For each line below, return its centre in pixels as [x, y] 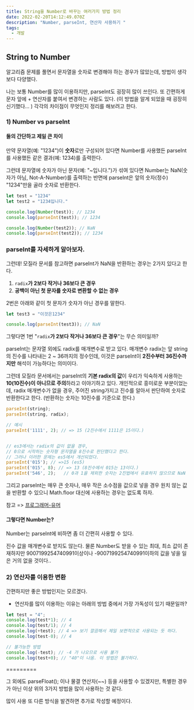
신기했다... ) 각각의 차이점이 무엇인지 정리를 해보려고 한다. [72, 106]
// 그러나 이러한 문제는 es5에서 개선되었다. [53, 457]
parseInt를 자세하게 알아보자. [45, 249]
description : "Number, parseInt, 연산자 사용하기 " [66, 22]
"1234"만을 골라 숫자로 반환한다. [43, 185]
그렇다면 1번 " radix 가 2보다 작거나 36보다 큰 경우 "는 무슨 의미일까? [82, 337]
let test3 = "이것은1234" [36, 314]
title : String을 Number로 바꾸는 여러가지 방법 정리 [64, 11]
